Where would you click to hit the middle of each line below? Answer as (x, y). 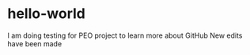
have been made (35, 43)
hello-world (47, 14)
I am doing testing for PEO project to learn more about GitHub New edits (125, 35)
